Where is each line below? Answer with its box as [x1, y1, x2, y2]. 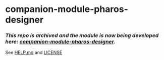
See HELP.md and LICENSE [5, 49, 63, 55]
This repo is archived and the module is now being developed [5, 32, 159, 39]
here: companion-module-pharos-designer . [5, 38, 116, 45]
